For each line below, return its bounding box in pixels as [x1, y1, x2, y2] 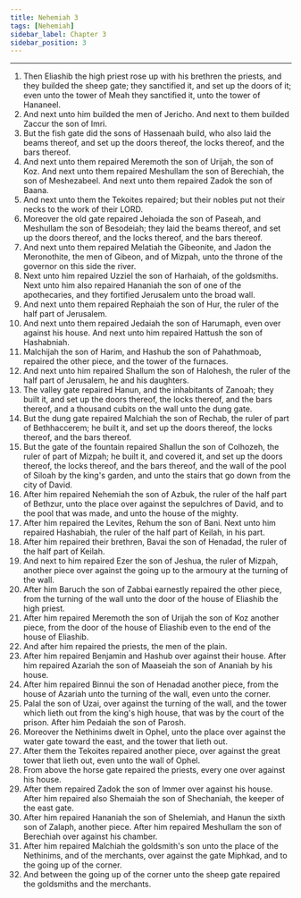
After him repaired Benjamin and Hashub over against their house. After [22, 650, 287, 662]
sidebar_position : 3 [10, 38, 88, 47]
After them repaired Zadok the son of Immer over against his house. [22, 784, 273, 794]
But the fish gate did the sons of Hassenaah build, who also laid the [22, 128, 272, 139]
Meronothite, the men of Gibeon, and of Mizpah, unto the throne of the [22, 251, 284, 262]
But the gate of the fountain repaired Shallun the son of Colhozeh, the [22, 442, 280, 453]
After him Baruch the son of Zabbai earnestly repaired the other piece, [22, 584, 282, 595]
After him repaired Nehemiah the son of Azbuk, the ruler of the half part [22, 489, 287, 500]
